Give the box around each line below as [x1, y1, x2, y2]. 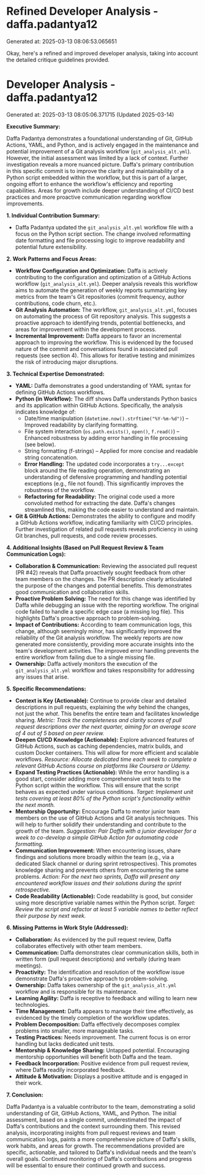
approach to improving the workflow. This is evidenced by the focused [15, 339, 193, 346]
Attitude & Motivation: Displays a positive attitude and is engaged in [15, 1073, 188, 1080]
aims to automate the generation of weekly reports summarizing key [15, 287, 188, 294]
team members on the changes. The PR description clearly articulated [15, 575, 192, 582]
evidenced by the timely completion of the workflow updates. [15, 1014, 170, 1021]
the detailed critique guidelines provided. [6, 56, 110, 63]
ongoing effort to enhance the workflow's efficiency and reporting [6, 180, 173, 188]
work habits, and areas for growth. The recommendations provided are [6, 1142, 185, 1149]
